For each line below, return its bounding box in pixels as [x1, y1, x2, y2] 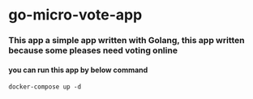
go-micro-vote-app [8, 6, 143, 24]
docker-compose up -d [8, 83, 82, 91]
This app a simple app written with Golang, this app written [8, 35, 245, 46]
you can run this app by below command [8, 65, 148, 75]
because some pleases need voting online [8, 45, 178, 56]
